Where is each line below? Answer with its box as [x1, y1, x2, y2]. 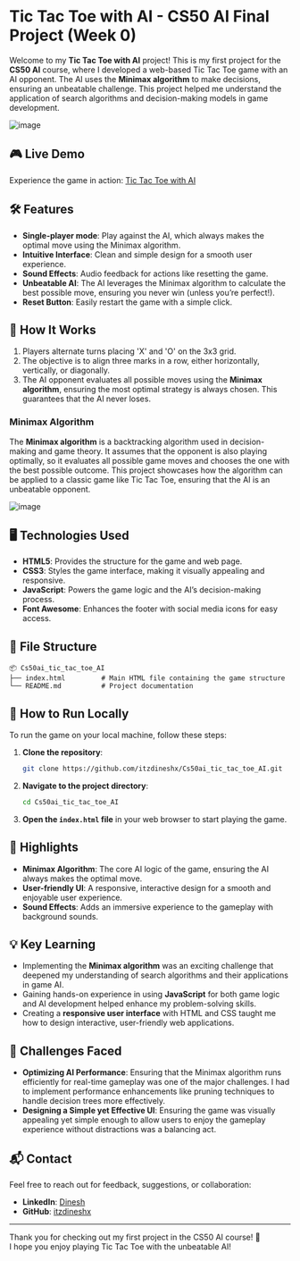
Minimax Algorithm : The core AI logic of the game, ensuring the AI [21, 863, 270, 874]
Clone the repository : [21, 747, 104, 758]
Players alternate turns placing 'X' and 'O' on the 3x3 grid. [21, 346, 237, 357]
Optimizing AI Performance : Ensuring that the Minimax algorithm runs [21, 1067, 282, 1078]
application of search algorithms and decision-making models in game [9, 92, 269, 104]
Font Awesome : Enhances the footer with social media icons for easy [21, 603, 279, 614]
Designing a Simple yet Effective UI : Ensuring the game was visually [21, 1105, 276, 1116]
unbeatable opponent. [9, 483, 91, 494]
